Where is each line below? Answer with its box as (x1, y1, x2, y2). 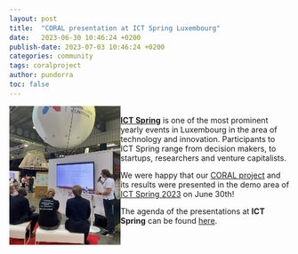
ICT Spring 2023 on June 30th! (120, 188, 235, 199)
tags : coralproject (9, 61, 82, 70)
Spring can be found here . (120, 215, 218, 226)
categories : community (9, 52, 93, 61)
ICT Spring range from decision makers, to (120, 143, 277, 154)
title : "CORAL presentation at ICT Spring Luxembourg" (9, 23, 221, 33)
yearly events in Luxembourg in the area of (120, 124, 278, 135)
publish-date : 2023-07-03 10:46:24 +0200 (9, 43, 165, 52)
